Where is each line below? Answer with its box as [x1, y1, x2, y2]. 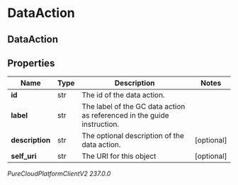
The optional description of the [81, 131, 184, 141]
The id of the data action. [81, 90, 165, 100]
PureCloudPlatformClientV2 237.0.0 [7, 169, 111, 178]
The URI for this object [81, 151, 157, 161]
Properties [7, 57, 55, 69]
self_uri [11, 151, 37, 161]
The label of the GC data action [81, 101, 186, 111]
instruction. [81, 119, 119, 129]
